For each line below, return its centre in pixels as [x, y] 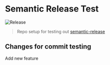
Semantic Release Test [52, 9]
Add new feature [22, 58]
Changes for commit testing [48, 47]
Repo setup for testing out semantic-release [61, 31]
